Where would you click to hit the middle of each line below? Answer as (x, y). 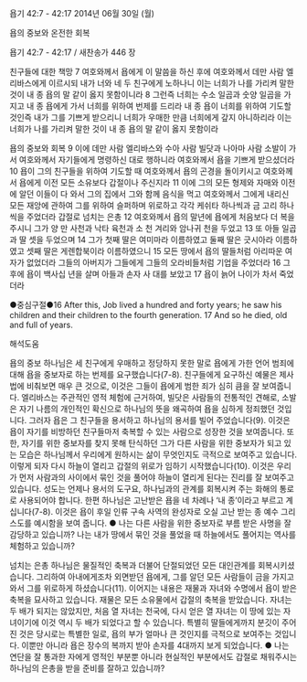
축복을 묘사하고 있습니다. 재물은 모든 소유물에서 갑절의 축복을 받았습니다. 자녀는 (151, 600)
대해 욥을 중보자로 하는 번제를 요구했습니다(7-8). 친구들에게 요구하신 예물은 (143, 374)
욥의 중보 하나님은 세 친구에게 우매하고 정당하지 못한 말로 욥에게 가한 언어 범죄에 (152, 363)
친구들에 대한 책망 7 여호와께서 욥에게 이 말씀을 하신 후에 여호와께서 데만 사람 (147, 72)
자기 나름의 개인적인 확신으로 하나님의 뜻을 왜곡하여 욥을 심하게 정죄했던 (147, 409)
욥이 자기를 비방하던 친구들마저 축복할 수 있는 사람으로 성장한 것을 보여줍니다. (147, 432)
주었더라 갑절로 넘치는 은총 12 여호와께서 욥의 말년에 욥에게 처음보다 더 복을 (160, 217)
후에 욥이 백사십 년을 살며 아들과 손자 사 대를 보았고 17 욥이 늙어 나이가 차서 (143, 274)
